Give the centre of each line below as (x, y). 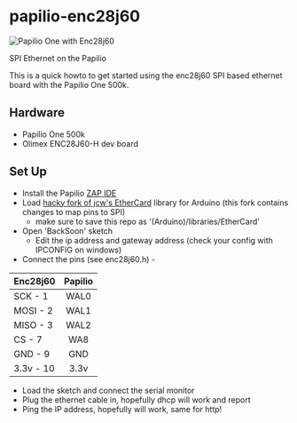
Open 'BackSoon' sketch (67, 231)
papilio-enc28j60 (74, 16)
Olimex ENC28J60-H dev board (80, 143)
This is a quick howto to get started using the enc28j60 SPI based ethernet (146, 75)
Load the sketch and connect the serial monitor (108, 390)
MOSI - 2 (33, 310)
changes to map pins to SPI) (74, 211)
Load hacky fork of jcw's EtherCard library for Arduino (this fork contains (155, 203)
